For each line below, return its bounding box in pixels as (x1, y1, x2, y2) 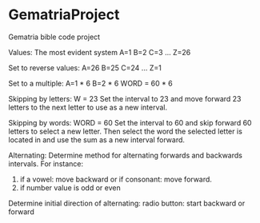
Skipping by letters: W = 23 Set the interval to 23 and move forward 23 (8, 94, 242, 103)
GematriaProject (8, 6, 120, 24)
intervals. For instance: (8, 158, 84, 169)
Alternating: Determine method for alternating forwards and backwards (8, 150, 242, 160)
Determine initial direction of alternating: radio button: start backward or (8, 198, 246, 208)
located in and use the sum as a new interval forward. (8, 134, 186, 145)
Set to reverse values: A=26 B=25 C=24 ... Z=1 (8, 62, 162, 73)
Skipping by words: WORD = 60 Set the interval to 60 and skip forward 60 (8, 117, 252, 127)
